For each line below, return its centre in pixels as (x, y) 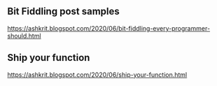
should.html (24, 36)
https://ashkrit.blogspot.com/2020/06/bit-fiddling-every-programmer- (109, 28)
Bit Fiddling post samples (64, 12)
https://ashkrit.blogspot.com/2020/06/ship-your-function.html (97, 74)
